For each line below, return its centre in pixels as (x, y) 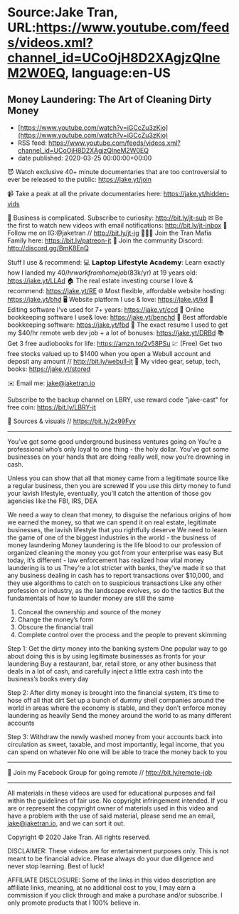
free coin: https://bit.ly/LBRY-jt (52, 407)
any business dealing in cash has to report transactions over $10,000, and (116, 575)
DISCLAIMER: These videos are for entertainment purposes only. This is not (118, 851)
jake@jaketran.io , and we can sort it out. (66, 823)
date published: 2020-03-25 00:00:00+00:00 (85, 158)
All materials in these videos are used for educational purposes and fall (111, 793)
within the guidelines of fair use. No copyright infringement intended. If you (117, 801)
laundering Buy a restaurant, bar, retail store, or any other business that (112, 664)
